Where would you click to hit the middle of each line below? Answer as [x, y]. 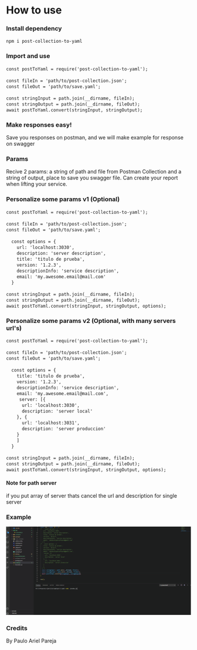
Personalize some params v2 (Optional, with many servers [91, 321]
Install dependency [34, 29]
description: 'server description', [62, 253]
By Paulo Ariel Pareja [31, 641]
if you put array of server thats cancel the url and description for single [92, 496]
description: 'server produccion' [64, 428]
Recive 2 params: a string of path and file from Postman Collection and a [94, 172]
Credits [17, 628]
